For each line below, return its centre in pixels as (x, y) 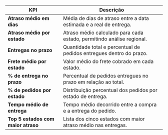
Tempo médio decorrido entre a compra (110, 104)
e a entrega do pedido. (90, 111)
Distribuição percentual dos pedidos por (110, 90)
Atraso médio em (28, 18)
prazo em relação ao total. (94, 82)
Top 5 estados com (31, 119)
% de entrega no (28, 76)
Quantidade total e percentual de (102, 47)
